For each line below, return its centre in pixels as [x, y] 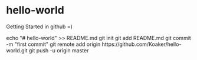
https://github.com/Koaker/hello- [142, 44]
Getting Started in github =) [39, 26]
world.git [17, 50]
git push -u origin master [59, 50]
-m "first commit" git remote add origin [53, 44]
